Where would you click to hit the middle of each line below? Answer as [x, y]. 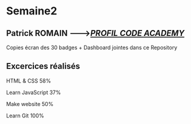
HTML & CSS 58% [29, 81]
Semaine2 [32, 11]
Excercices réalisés [43, 66]
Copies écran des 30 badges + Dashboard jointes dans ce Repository [92, 47]
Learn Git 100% [25, 116]
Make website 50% [30, 104]
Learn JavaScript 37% [34, 92]
